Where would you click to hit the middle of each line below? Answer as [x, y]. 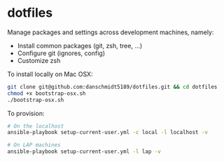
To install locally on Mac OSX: [50, 74]
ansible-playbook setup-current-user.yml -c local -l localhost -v [108, 133]
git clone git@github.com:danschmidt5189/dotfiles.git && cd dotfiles [112, 87]
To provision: [26, 113]
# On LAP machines [34, 145]
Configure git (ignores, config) [61, 53]
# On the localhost [36, 126]
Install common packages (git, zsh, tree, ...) [80, 45]
